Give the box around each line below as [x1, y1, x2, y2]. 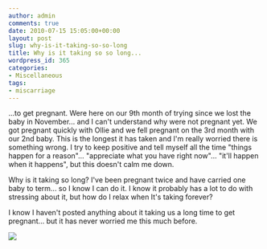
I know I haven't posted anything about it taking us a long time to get [8, 208, 236, 218]
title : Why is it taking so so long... [8, 49, 142, 57]
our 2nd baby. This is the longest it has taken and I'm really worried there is [8, 134, 258, 144]
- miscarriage [8, 86, 56, 95]
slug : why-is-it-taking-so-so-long [8, 42, 128, 50]
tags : [8, 79, 27, 87]
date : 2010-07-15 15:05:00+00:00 [8, 27, 121, 35]
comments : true [8, 19, 60, 27]
